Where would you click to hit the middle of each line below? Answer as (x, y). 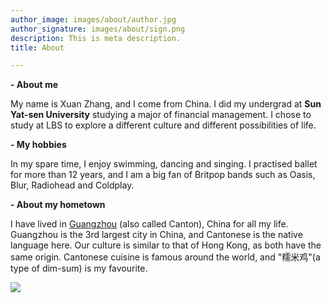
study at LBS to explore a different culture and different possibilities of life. (163, 125)
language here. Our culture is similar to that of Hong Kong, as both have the (166, 245)
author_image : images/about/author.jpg (93, 19)
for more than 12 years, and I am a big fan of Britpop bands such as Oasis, (163, 175)
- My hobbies (38, 145)
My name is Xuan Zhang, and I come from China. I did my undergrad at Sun (166, 104)
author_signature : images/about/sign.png (98, 29)
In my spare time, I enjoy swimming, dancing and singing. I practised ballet (164, 164)
